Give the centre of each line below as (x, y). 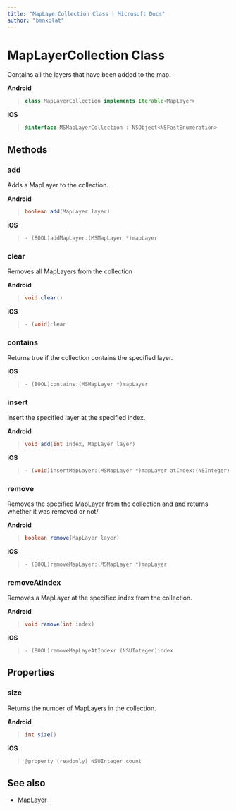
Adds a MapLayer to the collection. (58, 185)
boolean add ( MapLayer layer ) (67, 211)
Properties (31, 673)
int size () (41, 735)
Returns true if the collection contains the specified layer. (90, 357)
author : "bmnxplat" (36, 20)
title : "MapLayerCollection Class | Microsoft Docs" (86, 14)
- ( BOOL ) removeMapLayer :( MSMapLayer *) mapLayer (96, 564)
